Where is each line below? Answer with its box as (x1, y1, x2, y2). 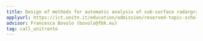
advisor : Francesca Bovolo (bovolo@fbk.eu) (6, 20, 118, 26)
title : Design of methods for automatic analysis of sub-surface (6, 8, 174, 15)
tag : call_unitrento (6, 25, 59, 32)
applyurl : (6, 14, 31, 20)
